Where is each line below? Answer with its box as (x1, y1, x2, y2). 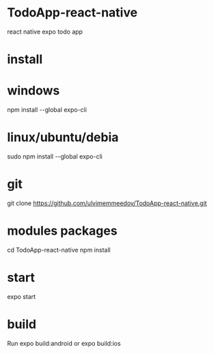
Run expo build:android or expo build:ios (7, 339, 121, 347)
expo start (7, 292, 36, 300)
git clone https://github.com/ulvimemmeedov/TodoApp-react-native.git (7, 199, 207, 207)
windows (7, 83, 60, 99)
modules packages (7, 223, 118, 239)
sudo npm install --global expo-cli (7, 152, 103, 161)
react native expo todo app (7, 27, 83, 36)
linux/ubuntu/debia (7, 130, 119, 145)
